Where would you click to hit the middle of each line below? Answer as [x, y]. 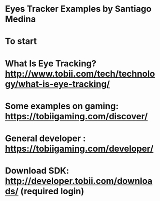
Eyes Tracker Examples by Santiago [78, 9]
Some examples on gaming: [62, 106]
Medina [21, 19]
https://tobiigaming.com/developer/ [79, 149]
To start [21, 41]
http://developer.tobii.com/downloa [79, 181]
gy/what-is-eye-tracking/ [58, 84]
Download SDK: [37, 171]
